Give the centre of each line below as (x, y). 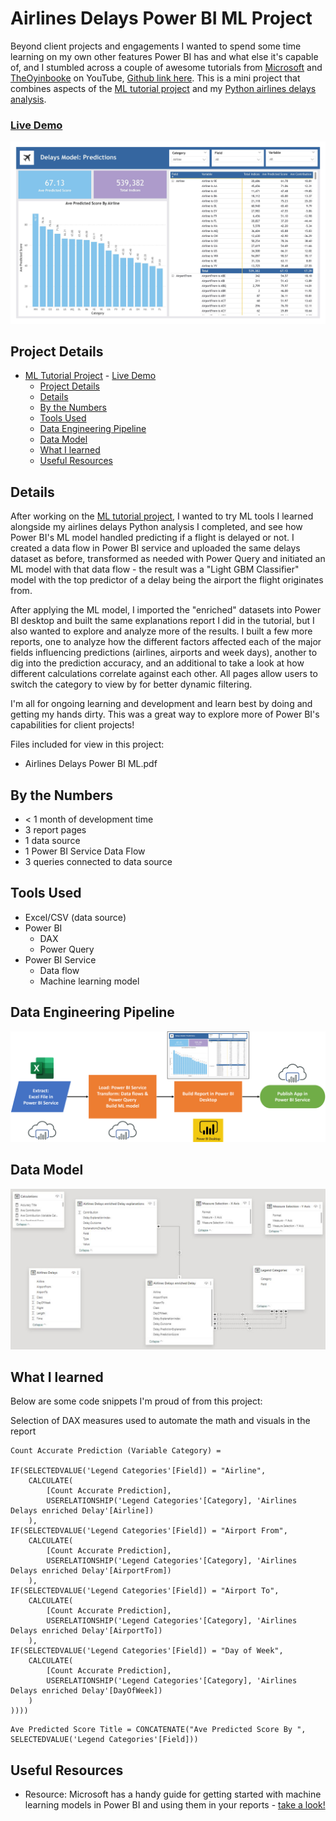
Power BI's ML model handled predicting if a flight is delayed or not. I (152, 538)
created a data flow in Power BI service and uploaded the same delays (155, 548)
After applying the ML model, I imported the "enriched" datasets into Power (166, 610)
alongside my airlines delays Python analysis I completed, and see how (156, 527)
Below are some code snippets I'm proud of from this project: (136, 1401)
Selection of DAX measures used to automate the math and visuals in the (160, 1421)
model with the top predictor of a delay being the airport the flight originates (167, 580)
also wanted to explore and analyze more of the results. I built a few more (161, 631)
